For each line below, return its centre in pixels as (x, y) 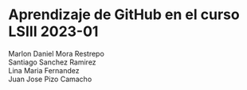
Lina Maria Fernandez (44, 70)
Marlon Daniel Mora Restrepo (57, 53)
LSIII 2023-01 (53, 31)
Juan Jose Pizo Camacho (50, 79)
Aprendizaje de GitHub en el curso (124, 15)
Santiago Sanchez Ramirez (53, 62)
